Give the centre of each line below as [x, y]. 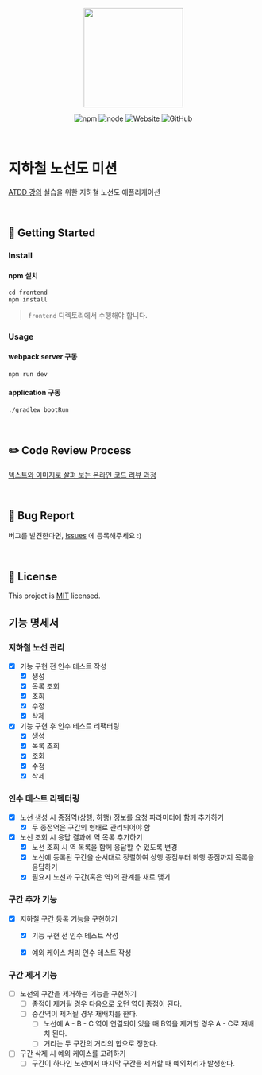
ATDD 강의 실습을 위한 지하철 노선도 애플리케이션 [85, 192]
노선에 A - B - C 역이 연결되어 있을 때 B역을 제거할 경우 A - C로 [141, 1024]
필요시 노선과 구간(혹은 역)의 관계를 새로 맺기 [101, 877]
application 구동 [35, 393]
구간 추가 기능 [33, 900]
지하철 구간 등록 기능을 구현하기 [68, 918]
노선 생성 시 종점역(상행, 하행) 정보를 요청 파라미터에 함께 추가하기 [122, 817]
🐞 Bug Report [41, 516]
